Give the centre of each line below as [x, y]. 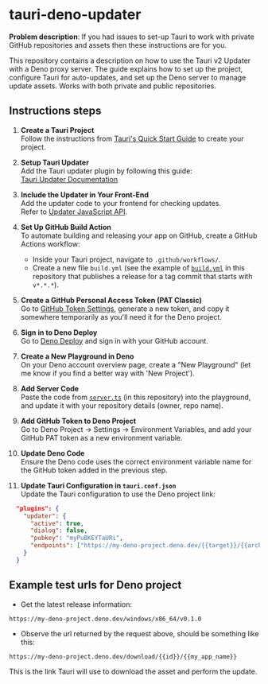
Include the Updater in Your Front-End [85, 194]
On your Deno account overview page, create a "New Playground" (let [136, 364]
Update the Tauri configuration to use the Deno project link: [118, 494]
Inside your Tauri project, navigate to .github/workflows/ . [126, 259]
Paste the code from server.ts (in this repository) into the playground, [136, 397]
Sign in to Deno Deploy [59, 332]
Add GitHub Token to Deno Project [78, 421]
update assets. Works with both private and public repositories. [113, 86]
